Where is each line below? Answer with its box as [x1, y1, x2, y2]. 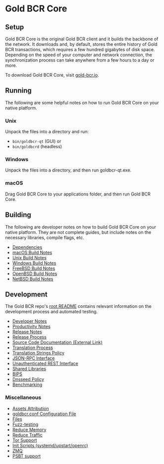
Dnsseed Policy [12, 376, 45, 382]
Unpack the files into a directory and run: [5, 129, 89, 135]
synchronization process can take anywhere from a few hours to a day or [5, 57, 155, 63]
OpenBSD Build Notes [12, 271, 57, 277]
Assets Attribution [12, 405, 49, 411]
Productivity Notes [12, 324, 51, 330]
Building [5, 211, 31, 219]
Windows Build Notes [12, 260, 56, 266]
